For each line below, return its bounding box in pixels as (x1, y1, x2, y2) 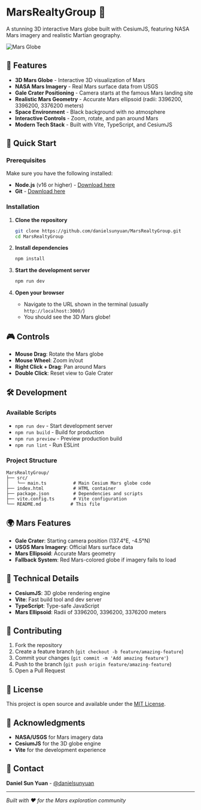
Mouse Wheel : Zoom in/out (14, 357, 84, 364)
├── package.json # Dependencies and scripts (6, 491, 144, 497)
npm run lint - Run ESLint (14, 441, 80, 448)
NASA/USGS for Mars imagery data (14, 733, 103, 741)
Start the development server (14, 266, 90, 274)
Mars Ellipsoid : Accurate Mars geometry (14, 550, 115, 557)
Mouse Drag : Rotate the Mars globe (14, 350, 103, 358)
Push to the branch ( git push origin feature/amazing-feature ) (14, 661, 172, 668)
